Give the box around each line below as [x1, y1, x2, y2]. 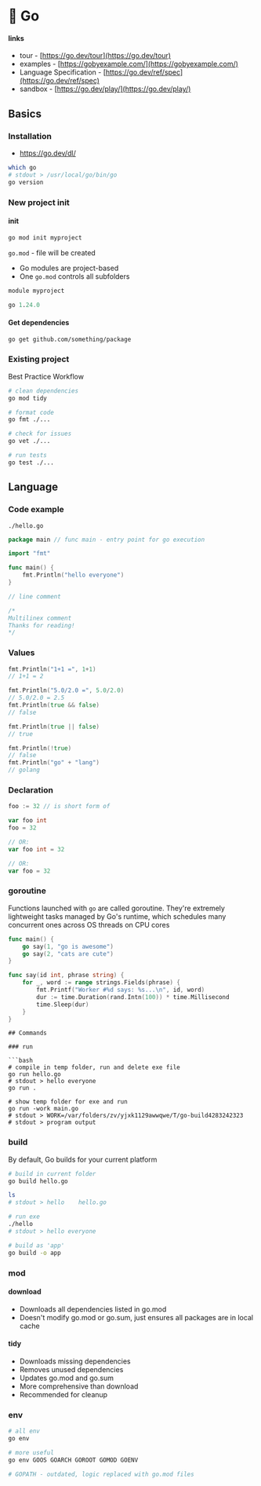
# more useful [8, 1448, 55, 1456]
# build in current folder [8, 1169, 96, 1177]
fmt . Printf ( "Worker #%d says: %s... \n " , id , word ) [36, 986, 205, 994]
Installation [8, 130, 53, 141]
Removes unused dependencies [19, 1364, 124, 1374]
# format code [8, 408, 55, 416]
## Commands [8, 1029, 47, 1038]
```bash [8, 1056, 34, 1065]
